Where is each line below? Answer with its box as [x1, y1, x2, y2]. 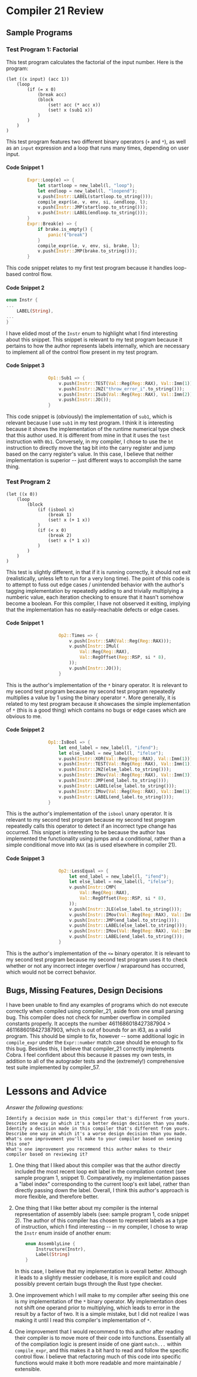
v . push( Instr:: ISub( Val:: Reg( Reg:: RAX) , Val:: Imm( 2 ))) [58, 391, 195, 397]
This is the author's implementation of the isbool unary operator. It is [6, 810, 173, 817]
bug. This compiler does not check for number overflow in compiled [6, 1014, 171, 1021]
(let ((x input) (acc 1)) [6, 76, 69, 82]
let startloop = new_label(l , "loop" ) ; [37, 183, 135, 188]
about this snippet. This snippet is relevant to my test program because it [6, 336, 183, 343]
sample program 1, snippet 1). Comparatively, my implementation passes [14, 1174, 189, 1181]
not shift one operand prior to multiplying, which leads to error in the [14, 1304, 180, 1311]
